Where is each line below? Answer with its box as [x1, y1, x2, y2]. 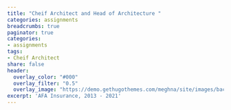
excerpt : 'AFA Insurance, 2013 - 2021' [7, 93, 122, 100]
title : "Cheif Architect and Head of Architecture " [7, 10, 162, 17]
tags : [7, 49, 23, 55]
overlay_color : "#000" [13, 73, 78, 81]
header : [7, 67, 30, 74]
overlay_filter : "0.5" [13, 80, 78, 87]
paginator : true [7, 29, 54, 36]
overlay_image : [13, 86, 57, 93]
